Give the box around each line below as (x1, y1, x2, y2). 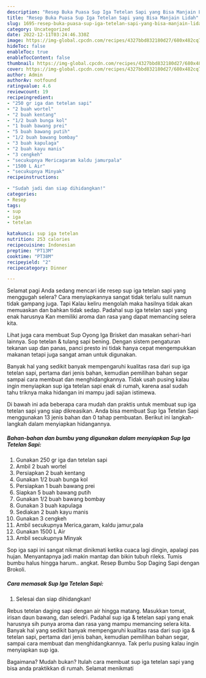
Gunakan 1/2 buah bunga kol (15, 476, 88, 483)
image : (7, 37, 24, 44)
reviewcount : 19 (7, 89, 48, 95)
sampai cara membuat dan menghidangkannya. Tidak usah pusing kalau (7, 376, 189, 383)
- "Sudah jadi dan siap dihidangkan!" (7, 185, 106, 192)
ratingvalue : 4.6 (7, 83, 51, 90)
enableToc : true (7, 49, 48, 55)
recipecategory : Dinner (7, 265, 68, 271)
